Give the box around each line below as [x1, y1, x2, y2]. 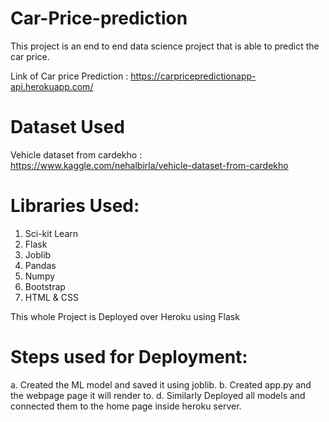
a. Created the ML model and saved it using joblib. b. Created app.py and [10, 378, 312, 391]
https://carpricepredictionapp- [130, 70, 257, 82]
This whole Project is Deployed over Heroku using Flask [10, 310, 240, 322]
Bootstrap [24, 280, 66, 292]
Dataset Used [10, 116, 125, 139]
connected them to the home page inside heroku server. [10, 400, 242, 412]
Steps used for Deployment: [10, 346, 248, 368]
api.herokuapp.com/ [10, 80, 94, 92]
